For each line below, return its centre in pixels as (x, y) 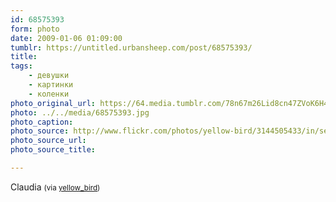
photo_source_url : (48, 141)
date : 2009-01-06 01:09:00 (66, 38)
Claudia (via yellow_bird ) (55, 187)
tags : (21, 66)
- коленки (49, 94)
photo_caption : (42, 122)
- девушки (49, 76)
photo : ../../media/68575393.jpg (80, 112)
